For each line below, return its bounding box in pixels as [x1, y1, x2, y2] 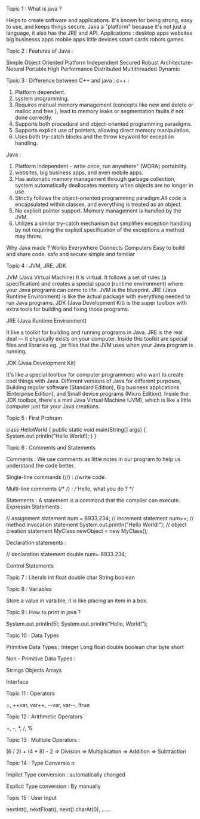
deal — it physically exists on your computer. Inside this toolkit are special [6, 335, 188, 342]
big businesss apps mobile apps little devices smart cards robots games [6, 36, 184, 43]
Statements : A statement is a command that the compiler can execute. [6, 497, 180, 503]
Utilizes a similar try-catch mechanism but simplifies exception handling [14, 220, 192, 227]
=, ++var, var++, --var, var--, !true [6, 702, 90, 708]
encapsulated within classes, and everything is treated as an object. [14, 201, 182, 208]
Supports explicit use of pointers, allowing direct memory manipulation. [14, 127, 190, 134]
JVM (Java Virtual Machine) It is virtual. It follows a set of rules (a [6, 274, 167, 281]
